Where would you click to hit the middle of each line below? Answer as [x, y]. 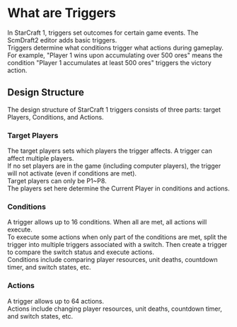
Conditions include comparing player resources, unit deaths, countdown [112, 260]
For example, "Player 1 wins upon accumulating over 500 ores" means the [115, 55]
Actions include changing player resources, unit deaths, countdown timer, [115, 309]
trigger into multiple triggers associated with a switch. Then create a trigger [117, 245]
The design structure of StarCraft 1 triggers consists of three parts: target [114, 109]
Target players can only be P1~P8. [57, 181]
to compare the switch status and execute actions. [81, 252]
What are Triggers [62, 13]
